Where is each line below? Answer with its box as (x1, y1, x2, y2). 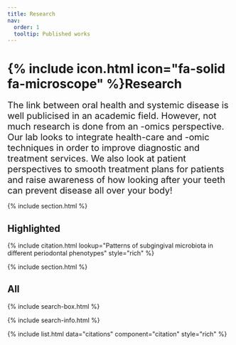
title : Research (7, 10, 55, 18)
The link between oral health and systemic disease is (7, 100, 229, 111)
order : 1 (14, 23, 40, 31)
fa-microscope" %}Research (7, 76, 183, 92)
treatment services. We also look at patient (7, 153, 186, 164)
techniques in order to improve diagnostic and (7, 142, 200, 154)
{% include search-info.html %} (7, 316, 100, 324)
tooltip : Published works (14, 30, 91, 38)
